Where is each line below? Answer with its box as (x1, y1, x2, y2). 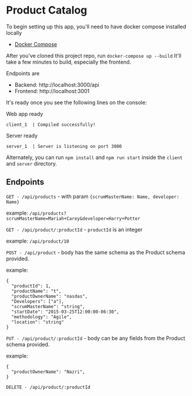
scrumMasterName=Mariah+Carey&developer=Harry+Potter (6, 216, 141, 222)
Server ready (6, 132, 38, 139)
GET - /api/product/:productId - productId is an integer (6, 226, 143, 233)
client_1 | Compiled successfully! (6, 121, 96, 127)
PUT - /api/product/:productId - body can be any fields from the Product (6, 334, 186, 342)
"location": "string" (11, 319, 65, 325)
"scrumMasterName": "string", (11, 303, 85, 309)
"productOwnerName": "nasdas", (11, 293, 88, 299)
